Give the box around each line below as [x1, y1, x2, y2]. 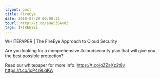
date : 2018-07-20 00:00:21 [5, 16, 60, 21]
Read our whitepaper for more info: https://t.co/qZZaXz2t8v [5, 62, 125, 68]
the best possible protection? [5, 53, 64, 59]
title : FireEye [5, 12, 36, 16]
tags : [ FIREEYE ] [5, 25, 38, 30]
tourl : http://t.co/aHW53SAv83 [5, 20, 69, 26]
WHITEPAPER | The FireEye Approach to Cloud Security [5, 38, 118, 44]
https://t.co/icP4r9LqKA [5, 67, 53, 73]
